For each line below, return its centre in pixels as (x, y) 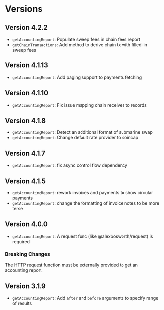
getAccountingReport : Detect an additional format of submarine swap (82, 132)
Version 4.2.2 (26, 28)
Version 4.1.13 (27, 65)
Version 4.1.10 (27, 93)
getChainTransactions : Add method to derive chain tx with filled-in (80, 45)
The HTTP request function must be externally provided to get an (72, 265)
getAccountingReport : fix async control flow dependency (70, 165)
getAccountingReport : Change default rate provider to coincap (75, 138)
